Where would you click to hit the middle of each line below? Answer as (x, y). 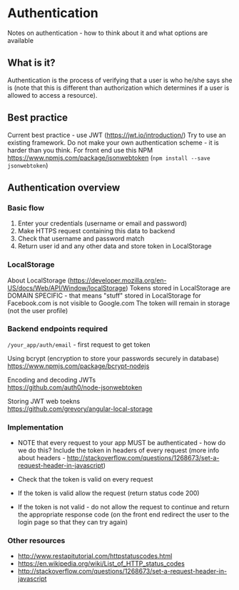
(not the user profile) (38, 310)
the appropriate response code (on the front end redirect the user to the (123, 514)
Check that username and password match (81, 239)
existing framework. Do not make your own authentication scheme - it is (113, 142)
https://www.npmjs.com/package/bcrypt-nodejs (78, 366)
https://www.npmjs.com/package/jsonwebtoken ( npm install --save (109, 158)
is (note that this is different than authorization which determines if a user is (118, 88)
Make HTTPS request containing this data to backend (96, 231)
